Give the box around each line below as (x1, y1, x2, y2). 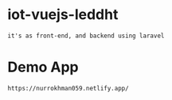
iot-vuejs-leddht (7, 6, 119, 24)
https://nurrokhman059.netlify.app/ (7, 84, 129, 92)
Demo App (7, 58, 79, 76)
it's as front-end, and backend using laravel (7, 32, 165, 40)
